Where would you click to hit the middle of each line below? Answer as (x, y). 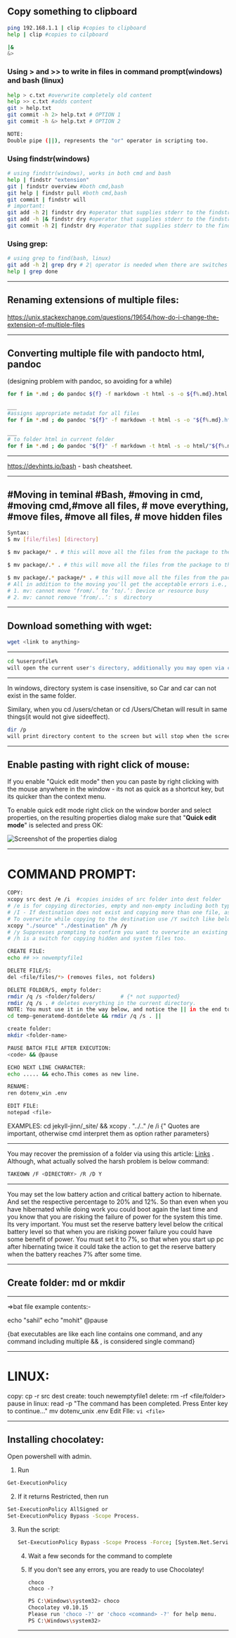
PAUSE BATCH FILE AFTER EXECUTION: (59, 1048)
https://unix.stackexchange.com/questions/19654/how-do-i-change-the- (113, 317)
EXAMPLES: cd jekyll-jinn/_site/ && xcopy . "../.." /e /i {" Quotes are (104, 1126)
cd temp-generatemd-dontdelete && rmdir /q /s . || (84, 1016)
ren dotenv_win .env (38, 1093)
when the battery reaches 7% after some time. (74, 1254)
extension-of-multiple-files (46, 324)
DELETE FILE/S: (29, 971)
